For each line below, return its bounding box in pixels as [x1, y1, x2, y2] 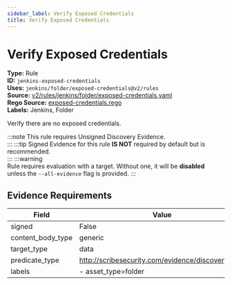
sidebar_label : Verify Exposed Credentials [7, 10, 135, 17]
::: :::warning [7, 155, 43, 163]
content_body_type [10, 233, 73, 243]
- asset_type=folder [79, 267, 145, 277]
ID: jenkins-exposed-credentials [7, 77, 101, 85]
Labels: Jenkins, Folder [7, 106, 75, 114]
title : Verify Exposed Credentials [7, 17, 110, 24]
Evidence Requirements [7, 190, 113, 201]
